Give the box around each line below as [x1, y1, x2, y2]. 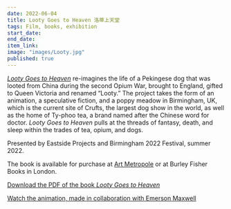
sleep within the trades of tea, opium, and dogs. [7, 125, 144, 134]
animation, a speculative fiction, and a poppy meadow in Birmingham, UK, [7, 96, 218, 104]
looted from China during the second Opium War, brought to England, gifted [7, 81, 223, 90]
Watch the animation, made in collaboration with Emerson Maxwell [7, 194, 196, 202]
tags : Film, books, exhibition [7, 23, 98, 30]
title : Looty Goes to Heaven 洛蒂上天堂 [7, 17, 120, 24]
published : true [7, 55, 54, 62]
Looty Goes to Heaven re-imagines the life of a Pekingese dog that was [7, 74, 211, 82]
